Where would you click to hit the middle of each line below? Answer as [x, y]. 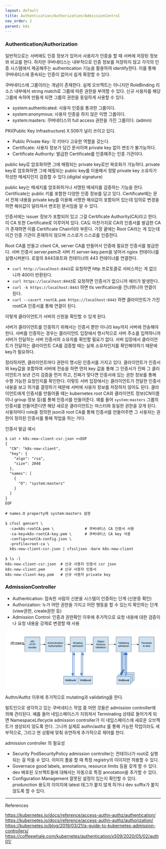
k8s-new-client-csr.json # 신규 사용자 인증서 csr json [61, 564]
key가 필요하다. [20, 352]
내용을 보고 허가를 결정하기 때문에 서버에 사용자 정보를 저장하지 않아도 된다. [78, 387]
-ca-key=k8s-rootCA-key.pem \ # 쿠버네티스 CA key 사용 [70, 534]
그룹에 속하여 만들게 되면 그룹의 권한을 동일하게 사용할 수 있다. [65, 97]
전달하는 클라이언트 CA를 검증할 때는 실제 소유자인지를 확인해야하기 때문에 [86, 346]
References [17, 806]
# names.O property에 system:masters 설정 [48, 513]
